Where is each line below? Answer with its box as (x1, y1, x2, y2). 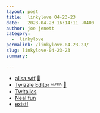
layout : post (6, 8, 39, 15)
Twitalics (14, 87, 37, 95)
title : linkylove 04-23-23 (6, 14, 76, 20)
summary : (6, 53, 28, 59)
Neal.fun (14, 94, 36, 101)
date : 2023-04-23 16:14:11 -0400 (6, 20, 95, 26)
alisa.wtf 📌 (14, 74, 40, 81)
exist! (14, 101, 29, 108)
